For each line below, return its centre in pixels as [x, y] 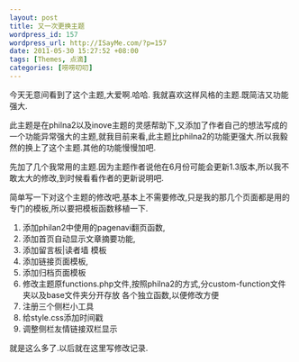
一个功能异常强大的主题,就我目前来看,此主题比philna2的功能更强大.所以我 [145, 136]
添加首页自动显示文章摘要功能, [79, 239]
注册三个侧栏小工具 [58, 306]
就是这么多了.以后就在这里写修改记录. [79, 348]
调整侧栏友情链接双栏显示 [70, 329]
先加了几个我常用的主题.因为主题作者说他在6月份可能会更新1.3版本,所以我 [145, 167]
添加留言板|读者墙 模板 [64, 249]
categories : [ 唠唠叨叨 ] [51, 68]
